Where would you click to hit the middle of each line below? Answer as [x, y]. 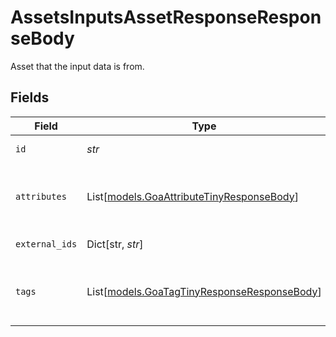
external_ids [46, 244]
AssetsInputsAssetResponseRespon [166, 17]
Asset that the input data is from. [77, 66]
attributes [41, 196]
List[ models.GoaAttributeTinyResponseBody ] [192, 196]
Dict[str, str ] [115, 244]
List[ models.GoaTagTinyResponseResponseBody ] [204, 291]
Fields [30, 97]
